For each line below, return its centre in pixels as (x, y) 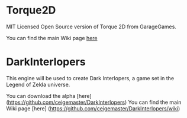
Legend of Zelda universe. (38, 84)
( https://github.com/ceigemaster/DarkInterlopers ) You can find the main (94, 102)
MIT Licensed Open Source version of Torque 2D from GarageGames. (91, 27)
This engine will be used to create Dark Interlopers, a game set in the (90, 78)
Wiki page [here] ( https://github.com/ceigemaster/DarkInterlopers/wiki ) (93, 108)
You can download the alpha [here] (49, 96)
